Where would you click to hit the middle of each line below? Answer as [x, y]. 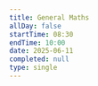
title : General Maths [49, 17]
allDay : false [36, 26]
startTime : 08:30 [41, 34]
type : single [33, 68]
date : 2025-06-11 [41, 51]
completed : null [39, 59]
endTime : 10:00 [37, 43]
